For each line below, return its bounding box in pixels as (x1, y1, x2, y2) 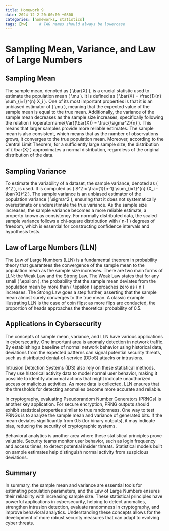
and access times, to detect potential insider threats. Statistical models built (5, 443, 162, 450)
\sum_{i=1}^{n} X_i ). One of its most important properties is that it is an (5, 98, 153, 104)
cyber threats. (5, 520, 34, 526)
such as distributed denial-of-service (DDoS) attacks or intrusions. (5, 355, 144, 361)
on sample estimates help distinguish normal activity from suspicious (5, 448, 149, 455)
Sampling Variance (5, 167, 67, 175)
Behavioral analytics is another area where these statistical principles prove (5, 432, 162, 438)
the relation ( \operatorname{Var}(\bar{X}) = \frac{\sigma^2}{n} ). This (5, 120, 152, 126)
